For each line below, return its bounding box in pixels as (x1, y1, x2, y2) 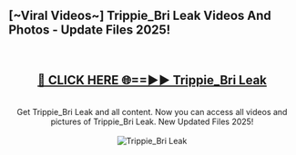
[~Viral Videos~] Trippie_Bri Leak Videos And (8, 8, 272, 24)
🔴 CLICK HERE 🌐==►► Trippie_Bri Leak (36, 73, 268, 88)
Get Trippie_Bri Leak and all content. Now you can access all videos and (16, 106, 288, 117)
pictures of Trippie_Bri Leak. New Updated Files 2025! (50, 116, 254, 127)
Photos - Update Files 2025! (8, 23, 171, 38)
